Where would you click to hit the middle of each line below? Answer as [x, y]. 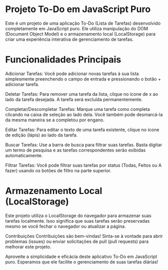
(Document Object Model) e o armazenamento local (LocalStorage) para [80, 34]
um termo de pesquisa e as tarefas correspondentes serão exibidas [75, 150]
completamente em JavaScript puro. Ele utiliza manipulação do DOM [77, 28]
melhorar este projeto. [28, 247]
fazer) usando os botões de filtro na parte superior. [59, 170]
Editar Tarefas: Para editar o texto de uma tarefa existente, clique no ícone [82, 129]
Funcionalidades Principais [63, 60]
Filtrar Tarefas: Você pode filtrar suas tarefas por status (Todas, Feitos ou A [83, 165]
